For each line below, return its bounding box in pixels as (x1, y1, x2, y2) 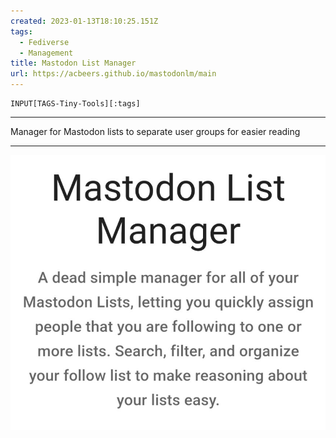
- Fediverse (19, 37, 70, 47)
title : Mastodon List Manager (10, 58, 137, 69)
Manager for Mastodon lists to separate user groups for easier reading (10, 126, 301, 137)
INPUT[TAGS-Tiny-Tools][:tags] (10, 99, 141, 109)
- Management (19, 48, 74, 58)
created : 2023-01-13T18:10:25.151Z (10, 16, 159, 26)
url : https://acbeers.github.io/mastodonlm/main (10, 69, 217, 79)
